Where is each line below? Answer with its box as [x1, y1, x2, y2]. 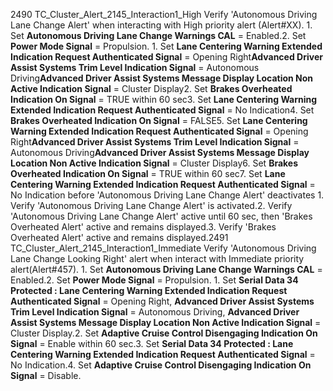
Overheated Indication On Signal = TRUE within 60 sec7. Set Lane [10, 168, 286, 179]
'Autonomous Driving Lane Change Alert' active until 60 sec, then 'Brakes [10, 210, 313, 222]
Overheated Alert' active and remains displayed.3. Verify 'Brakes [10, 221, 277, 233]
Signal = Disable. [10, 370, 82, 381]
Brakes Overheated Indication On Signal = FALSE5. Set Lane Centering [10, 115, 308, 126]
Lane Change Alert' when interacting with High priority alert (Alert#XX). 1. [10, 19, 313, 31]
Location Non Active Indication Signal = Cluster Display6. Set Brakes [10, 157, 299, 169]
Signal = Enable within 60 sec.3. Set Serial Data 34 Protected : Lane [10, 338, 294, 349]
